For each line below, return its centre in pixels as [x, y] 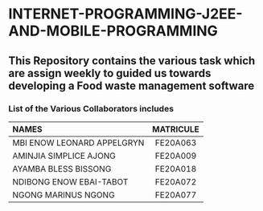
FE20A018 [176, 168]
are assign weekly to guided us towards [110, 73]
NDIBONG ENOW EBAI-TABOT [70, 181]
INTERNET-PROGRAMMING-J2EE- [125, 14]
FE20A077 [176, 195]
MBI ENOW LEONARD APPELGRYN [78, 143]
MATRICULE [176, 129]
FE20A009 [176, 156]
